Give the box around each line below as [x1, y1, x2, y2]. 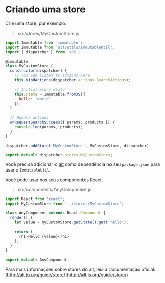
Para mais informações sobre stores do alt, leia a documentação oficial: [5, 266, 156, 273]
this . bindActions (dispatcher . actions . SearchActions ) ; [14, 78, 131, 83]
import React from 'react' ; [5, 196, 65, 202]
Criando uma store [5, 4, 86, 15]
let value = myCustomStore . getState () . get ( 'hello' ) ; [14, 220, 129, 225]
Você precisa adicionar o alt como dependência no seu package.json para [5, 161, 160, 167]
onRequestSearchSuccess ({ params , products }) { [10, 120, 115, 125]
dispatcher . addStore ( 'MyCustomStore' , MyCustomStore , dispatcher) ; [5, 143, 152, 148]
